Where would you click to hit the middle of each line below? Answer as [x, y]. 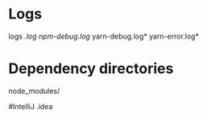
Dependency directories [91, 69]
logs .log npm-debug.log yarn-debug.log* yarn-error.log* [104, 36]
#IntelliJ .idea [31, 106]
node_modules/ [34, 91]
